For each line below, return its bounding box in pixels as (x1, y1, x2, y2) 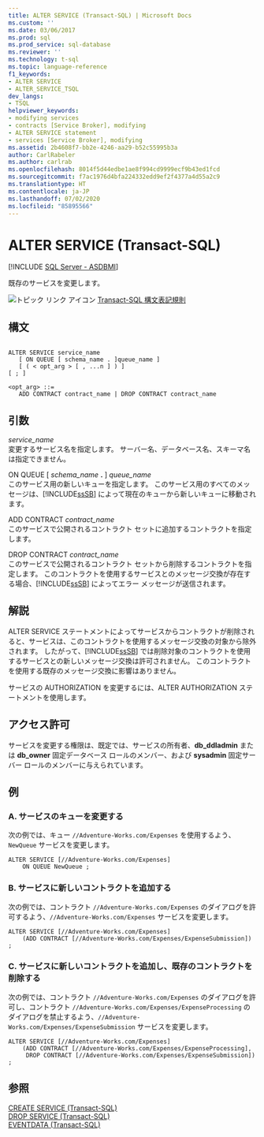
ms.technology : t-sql (8, 56, 80, 64)
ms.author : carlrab (8, 158, 73, 166)
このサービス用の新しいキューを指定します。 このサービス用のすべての (8, 479, 236, 489)
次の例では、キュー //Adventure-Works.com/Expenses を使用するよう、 (8, 830, 236, 840)
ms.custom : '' (8, 19, 55, 27)
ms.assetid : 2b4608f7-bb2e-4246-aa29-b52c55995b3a (8, 144, 178, 151)
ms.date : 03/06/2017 (8, 26, 76, 34)
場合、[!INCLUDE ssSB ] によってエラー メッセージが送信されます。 (14, 579, 230, 588)
